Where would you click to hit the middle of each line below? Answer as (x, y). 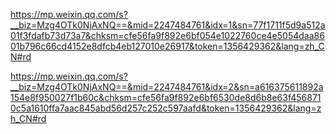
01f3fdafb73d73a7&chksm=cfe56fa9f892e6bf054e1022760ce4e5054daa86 (167, 35)
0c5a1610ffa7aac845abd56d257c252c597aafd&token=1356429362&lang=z (166, 108)
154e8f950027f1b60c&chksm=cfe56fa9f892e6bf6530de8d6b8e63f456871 (166, 97)
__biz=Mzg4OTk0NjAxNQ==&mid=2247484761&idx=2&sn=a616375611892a (167, 87)
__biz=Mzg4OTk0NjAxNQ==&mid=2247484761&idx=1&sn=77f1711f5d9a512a (168, 25)
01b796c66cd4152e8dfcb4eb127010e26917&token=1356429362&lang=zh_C (167, 46)
